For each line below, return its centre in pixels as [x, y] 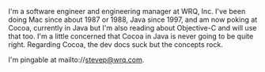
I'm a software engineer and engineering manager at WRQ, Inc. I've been [127, 11]
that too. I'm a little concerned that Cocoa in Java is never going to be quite [131, 36]
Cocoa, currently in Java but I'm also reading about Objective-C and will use [132, 28]
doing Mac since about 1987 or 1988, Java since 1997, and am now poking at [133, 20]
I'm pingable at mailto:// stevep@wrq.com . [76, 59]
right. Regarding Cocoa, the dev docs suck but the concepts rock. [115, 45]
